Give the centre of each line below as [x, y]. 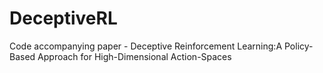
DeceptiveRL [63, 18]
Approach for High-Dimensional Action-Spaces [134, 56]
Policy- [298, 46]
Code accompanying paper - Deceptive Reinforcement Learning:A [146, 46]
